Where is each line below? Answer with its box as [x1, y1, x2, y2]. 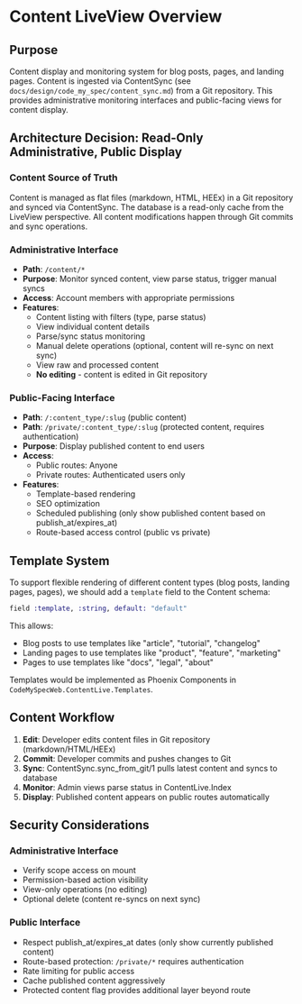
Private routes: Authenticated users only [35, 470, 186, 480]
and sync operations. [9, 221, 88, 232]
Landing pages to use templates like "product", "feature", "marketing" [22, 647, 281, 658]
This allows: [9, 620, 54, 631]
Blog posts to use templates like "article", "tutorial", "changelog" [22, 637, 261, 648]
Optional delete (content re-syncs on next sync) [22, 894, 201, 905]
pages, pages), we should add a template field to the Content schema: [9, 587, 270, 598]
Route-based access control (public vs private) [35, 527, 211, 538]
